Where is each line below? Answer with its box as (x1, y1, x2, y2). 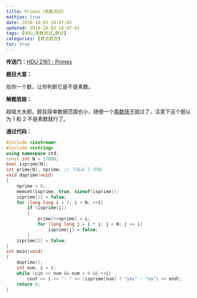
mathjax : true (6, 14, 41, 20)
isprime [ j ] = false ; (47, 226, 98, 232)
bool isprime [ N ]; (6, 161, 49, 167)
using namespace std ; (6, 150, 59, 156)
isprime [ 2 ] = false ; (16, 238, 67, 243)
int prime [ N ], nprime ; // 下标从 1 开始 (6, 167, 101, 173)
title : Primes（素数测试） (6, 8, 67, 15)
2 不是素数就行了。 (22, 115, 69, 122)
